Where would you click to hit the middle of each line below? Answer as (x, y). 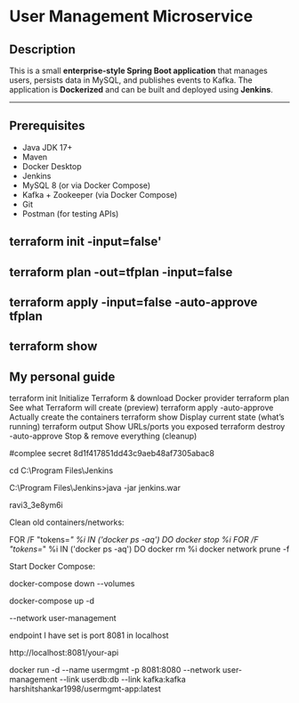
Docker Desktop (52, 166)
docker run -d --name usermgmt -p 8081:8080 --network (115, 670)
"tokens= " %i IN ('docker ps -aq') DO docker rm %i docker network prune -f (149, 549)
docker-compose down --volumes (72, 584)
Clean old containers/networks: (67, 522)
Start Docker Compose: (53, 567)
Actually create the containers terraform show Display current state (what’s (147, 417)
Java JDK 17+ (47, 147)
